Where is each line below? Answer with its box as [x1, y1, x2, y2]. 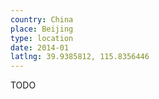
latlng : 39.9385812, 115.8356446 [10, 52, 150, 62]
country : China [10, 14, 74, 25]
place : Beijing [10, 24, 74, 34]
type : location [10, 33, 74, 43]
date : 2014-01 [10, 42, 70, 53]
